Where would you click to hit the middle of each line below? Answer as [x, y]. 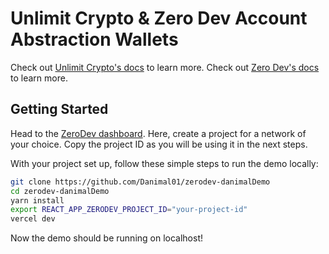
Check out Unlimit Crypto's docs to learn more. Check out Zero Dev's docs [165, 67]
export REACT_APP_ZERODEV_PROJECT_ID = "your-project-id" [129, 210]
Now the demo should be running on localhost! [107, 238]
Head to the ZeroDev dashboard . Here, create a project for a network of [158, 133]
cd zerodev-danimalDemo [60, 191]
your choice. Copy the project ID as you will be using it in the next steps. [159, 144]
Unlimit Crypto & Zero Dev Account [159, 18]
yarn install [37, 200]
